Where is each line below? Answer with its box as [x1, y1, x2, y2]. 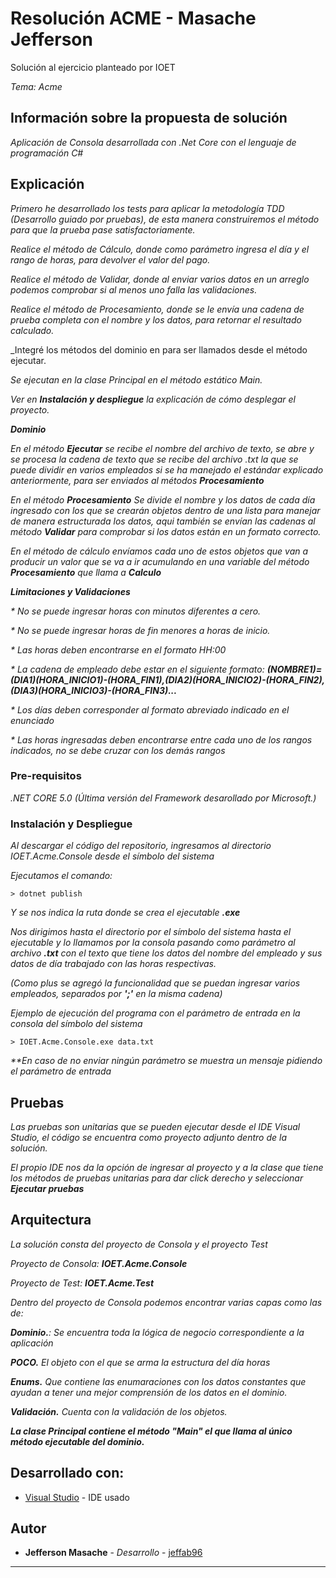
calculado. [10, 324, 55, 336]
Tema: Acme [10, 80, 63, 92]
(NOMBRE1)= [266, 663, 323, 675]
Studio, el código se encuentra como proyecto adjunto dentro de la [10, 1131, 287, 1143]
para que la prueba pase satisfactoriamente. [10, 223, 196, 236]
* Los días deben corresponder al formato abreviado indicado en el [10, 703, 290, 716]
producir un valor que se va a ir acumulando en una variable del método [10, 555, 310, 567]
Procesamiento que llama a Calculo [10, 566, 162, 578]
